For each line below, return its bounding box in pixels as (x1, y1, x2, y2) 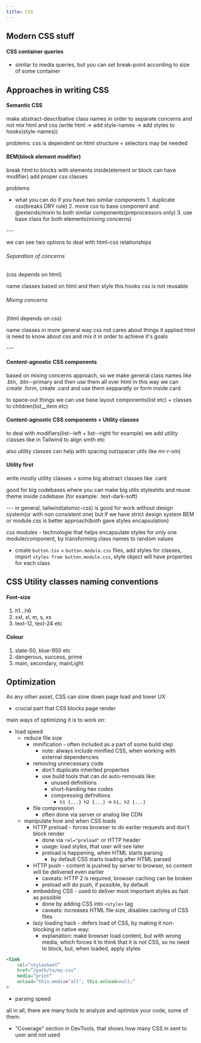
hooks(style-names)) (6, 127, 58, 135)
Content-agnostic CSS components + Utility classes (6, 416, 139, 423)
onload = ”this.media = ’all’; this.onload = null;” (17, 979, 136, 985)
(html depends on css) (6, 315, 62, 322)
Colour (6, 633, 24, 641)
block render (32, 830, 65, 837)
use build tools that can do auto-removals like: (41, 772, 157, 779)
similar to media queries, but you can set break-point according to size (14, 61, 190, 68)
